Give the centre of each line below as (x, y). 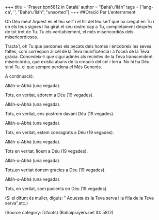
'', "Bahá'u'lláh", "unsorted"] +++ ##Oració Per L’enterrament (74, 12)
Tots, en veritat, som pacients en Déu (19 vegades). (56, 189)
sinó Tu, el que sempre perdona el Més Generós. (54, 67)
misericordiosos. (22, 37)
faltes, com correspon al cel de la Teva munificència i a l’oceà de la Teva (77, 51)
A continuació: (19, 76)
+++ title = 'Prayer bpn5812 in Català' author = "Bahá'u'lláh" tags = (72, 7)
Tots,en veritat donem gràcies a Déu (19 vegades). (55, 170)
